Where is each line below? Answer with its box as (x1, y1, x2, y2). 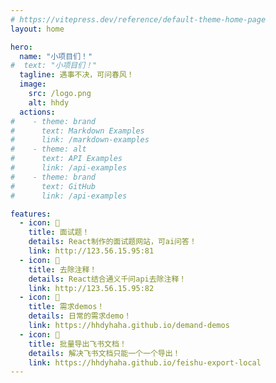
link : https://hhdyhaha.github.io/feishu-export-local (28, 357, 262, 368)
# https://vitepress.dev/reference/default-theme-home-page (10, 14, 267, 25)
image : (19, 79, 47, 90)
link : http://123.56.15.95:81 (28, 246, 155, 256)
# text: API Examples (10, 154, 123, 164)
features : (10, 209, 52, 219)
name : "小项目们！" (19, 51, 93, 61)
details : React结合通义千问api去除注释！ (28, 274, 187, 284)
